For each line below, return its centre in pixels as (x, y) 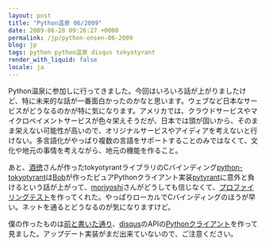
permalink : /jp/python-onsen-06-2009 (71, 38)
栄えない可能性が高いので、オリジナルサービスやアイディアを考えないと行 (136, 130)
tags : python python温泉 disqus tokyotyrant (82, 52)
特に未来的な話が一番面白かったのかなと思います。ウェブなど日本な (133, 101)
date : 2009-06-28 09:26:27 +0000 (64, 30)
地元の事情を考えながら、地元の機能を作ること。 (102, 150)
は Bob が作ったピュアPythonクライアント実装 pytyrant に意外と (147, 177)
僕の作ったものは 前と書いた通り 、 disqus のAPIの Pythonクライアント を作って (133, 224)
